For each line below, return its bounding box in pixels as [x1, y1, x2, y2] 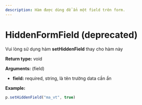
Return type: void [5, 56, 42, 62]
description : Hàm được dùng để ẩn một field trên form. [5, 7, 125, 13]
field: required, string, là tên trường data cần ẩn [12, 75, 112, 81]
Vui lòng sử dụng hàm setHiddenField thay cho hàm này [5, 46, 123, 52]
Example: [5, 85, 26, 91]
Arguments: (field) [5, 65, 44, 71]
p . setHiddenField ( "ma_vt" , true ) [5, 94, 76, 100]
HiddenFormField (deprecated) [5, 29, 138, 40]
